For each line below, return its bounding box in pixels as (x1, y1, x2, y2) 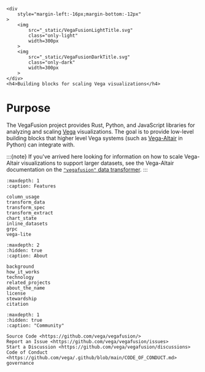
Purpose (6, 101, 51, 115)
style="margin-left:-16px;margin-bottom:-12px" (17, 11, 141, 17)
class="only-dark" (28, 59, 75, 66)
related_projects (6, 279, 51, 286)
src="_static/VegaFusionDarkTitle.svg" (28, 54, 131, 60)
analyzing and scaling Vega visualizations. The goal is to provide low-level (6, 127, 195, 135)
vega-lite (6, 231, 32, 237)
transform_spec (6, 204, 45, 211)
